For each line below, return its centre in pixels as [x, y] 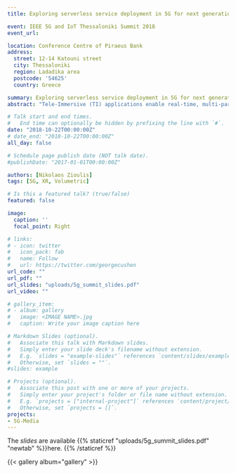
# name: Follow [33, 259]
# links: [20, 239]
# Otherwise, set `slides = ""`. [59, 363]
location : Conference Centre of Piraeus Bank [75, 46]
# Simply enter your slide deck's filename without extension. [105, 349]
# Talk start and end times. [50, 117]
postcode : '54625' [41, 78]
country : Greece [37, 85]
